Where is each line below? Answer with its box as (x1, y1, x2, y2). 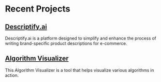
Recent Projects (5, 3, 70, 14)
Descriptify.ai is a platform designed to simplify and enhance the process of (5, 35, 157, 41)
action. (5, 72, 19, 78)
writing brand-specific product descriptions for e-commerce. (5, 41, 128, 46)
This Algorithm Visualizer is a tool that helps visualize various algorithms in (5, 67, 154, 73)
